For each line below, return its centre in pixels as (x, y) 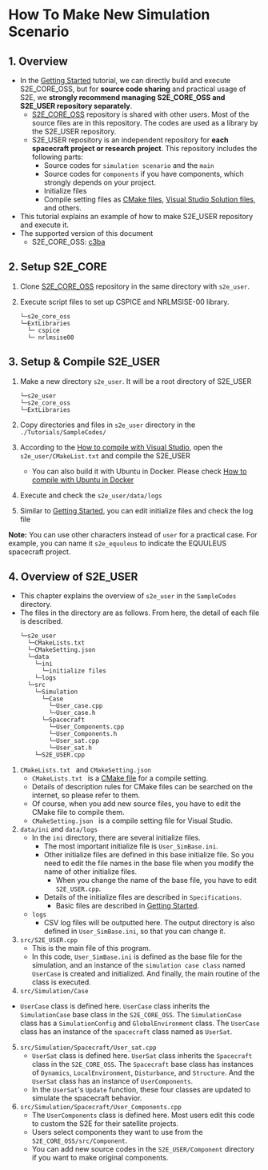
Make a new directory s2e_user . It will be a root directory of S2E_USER (136, 381)
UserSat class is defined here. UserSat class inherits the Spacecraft (142, 1056)
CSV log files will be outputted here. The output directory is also (149, 923)
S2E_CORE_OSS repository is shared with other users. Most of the (140, 114)
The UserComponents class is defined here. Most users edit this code (143, 1115)
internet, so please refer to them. (86, 795)
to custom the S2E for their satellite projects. (105, 1124)
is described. (41, 621)
